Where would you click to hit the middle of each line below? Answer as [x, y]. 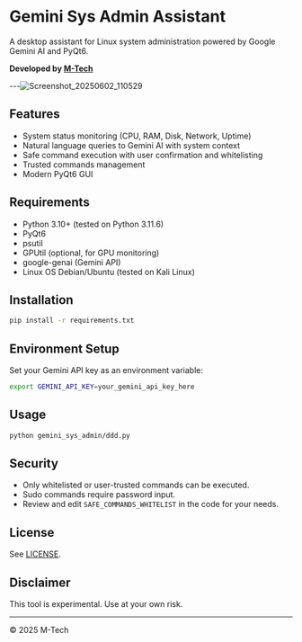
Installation [41, 300]
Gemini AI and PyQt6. [49, 50]
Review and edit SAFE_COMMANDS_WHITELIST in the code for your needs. [150, 504]
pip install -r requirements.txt [72, 321]
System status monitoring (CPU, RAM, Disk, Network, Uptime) [137, 136]
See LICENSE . [35, 554]
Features [35, 114]
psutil [32, 243]
